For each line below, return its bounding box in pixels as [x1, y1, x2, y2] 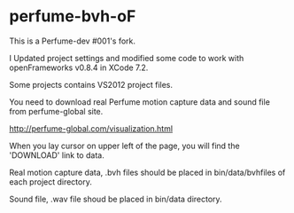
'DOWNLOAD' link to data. [9, 149, 104, 161]
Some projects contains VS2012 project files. [9, 79, 174, 90]
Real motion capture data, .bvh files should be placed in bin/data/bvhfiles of [9, 167, 286, 177]
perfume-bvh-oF [9, 6, 136, 27]
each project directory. [9, 176, 93, 187]
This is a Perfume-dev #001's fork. [9, 35, 135, 46]
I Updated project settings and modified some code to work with [9, 52, 244, 63]
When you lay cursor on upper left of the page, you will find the [9, 140, 241, 151]
